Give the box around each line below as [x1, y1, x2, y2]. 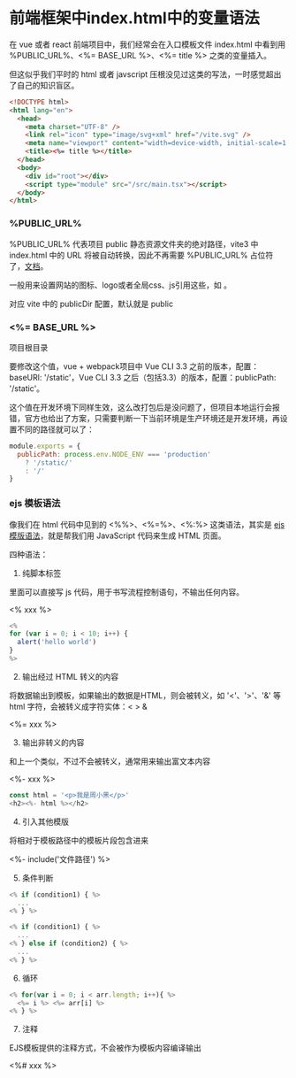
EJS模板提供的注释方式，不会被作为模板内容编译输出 [9, 1043, 201, 1053]
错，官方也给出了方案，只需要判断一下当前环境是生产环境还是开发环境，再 [9, 412, 280, 423]
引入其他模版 [21, 816, 69, 827]
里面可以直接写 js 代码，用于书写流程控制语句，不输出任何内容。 [9, 586, 245, 597]
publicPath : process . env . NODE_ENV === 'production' [17, 450, 212, 458]
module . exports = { [9, 442, 81, 450]
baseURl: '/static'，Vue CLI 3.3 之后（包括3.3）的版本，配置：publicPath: [9, 372, 277, 382]
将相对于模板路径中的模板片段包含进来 [9, 835, 148, 845]
